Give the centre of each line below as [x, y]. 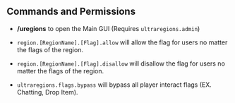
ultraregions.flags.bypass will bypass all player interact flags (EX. [114, 85]
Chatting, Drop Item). [47, 92]
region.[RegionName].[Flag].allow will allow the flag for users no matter [122, 42]
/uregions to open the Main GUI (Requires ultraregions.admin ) [108, 28]
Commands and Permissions [71, 12]
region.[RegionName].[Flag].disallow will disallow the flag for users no [121, 63]
